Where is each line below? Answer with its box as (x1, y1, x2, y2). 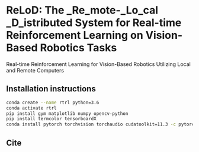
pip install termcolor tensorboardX (6, 116, 97, 122)
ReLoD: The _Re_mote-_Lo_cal (6, 4, 159, 17)
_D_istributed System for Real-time (6, 16, 182, 29)
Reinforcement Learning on (6, 29, 143, 42)
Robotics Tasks (40, 41, 117, 55)
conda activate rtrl (6, 105, 57, 111)
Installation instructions (6, 84, 96, 94)
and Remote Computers (6, 67, 64, 74)
